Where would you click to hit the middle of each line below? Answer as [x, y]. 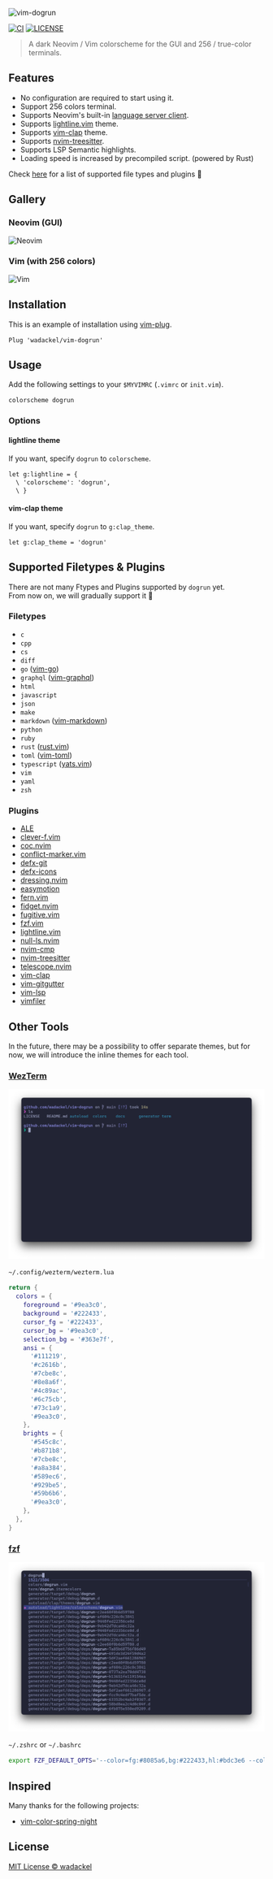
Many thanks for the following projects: [74, 1805]
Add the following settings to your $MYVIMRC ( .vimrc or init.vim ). [116, 384]
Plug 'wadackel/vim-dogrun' [56, 340]
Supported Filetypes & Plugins [87, 568]
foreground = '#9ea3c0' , [65, 1305]
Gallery [27, 200]
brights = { [43, 1434]
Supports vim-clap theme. [64, 132]
